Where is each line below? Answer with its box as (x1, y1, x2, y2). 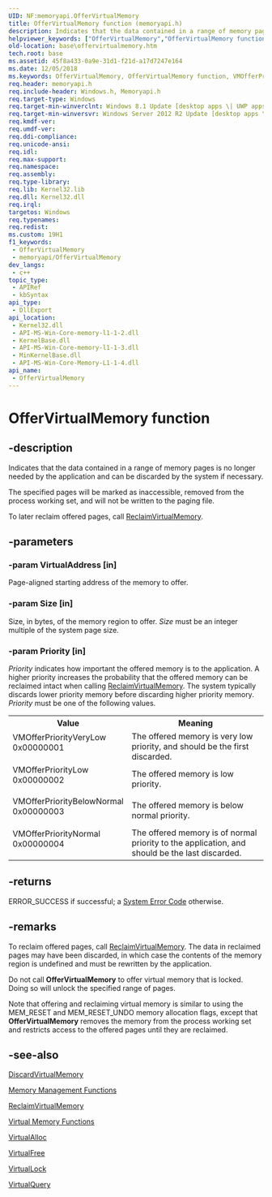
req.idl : (8, 148, 38, 156)
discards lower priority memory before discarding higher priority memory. (8, 689, 255, 699)
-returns (8, 875, 52, 889)
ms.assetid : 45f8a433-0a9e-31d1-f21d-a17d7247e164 (8, 58, 183, 66)
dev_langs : (8, 260, 45, 269)
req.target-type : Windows (8, 95, 96, 103)
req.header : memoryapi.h (8, 80, 92, 88)
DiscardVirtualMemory (8, 1070, 83, 1079)
